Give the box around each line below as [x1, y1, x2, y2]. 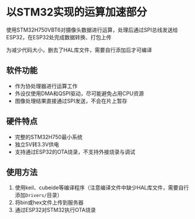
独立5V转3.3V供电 [14, 140, 59, 148]
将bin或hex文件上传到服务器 [14, 199, 84, 206]
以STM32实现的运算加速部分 [6, 5, 147, 19]
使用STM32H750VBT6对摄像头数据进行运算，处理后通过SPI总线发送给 [6, 26, 178, 33]
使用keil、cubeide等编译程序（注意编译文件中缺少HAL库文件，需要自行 [14, 184, 189, 191]
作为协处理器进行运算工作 [14, 82, 78, 89]
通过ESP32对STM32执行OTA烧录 [14, 207, 96, 214]
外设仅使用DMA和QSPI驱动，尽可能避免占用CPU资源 [14, 90, 144, 97]
